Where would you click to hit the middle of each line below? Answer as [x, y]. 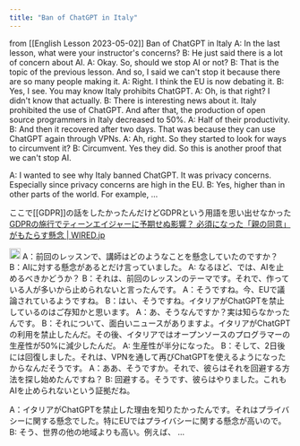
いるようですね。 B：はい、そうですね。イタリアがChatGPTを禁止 [162, 301]
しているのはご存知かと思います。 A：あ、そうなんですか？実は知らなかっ [146, 312]
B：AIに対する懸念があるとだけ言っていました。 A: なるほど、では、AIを [143, 267]
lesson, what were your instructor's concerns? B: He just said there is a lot [146, 52]
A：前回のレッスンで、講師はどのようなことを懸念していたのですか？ [150, 256]
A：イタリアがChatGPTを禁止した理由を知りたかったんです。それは [134, 410]
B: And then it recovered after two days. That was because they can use [142, 129]
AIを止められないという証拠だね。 [72, 390]
